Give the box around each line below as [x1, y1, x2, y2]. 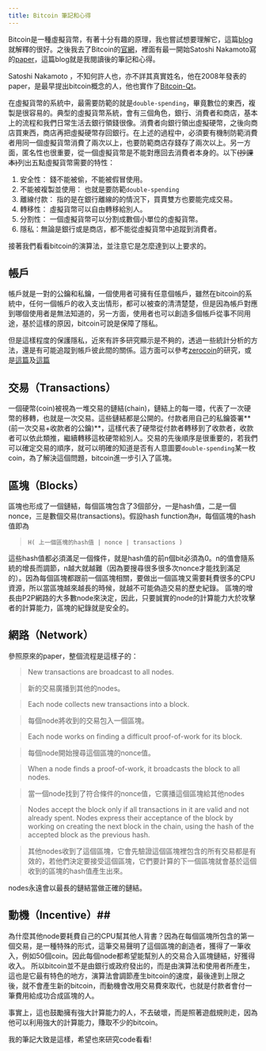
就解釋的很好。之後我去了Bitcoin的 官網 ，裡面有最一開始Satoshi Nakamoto [8, 44, 250, 54]
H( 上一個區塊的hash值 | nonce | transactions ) [27, 539, 184, 547]
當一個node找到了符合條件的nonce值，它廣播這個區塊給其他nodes [27, 788, 245, 798]
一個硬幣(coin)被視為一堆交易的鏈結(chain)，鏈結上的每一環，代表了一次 [8, 404, 245, 413]
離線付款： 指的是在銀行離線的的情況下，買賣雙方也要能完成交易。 [19, 194, 237, 203]
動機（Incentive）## [8, 909, 111, 922]
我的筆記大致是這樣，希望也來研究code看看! [8, 1034, 152, 1044]
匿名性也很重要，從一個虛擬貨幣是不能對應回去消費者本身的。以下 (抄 [21, 148, 247, 157]
